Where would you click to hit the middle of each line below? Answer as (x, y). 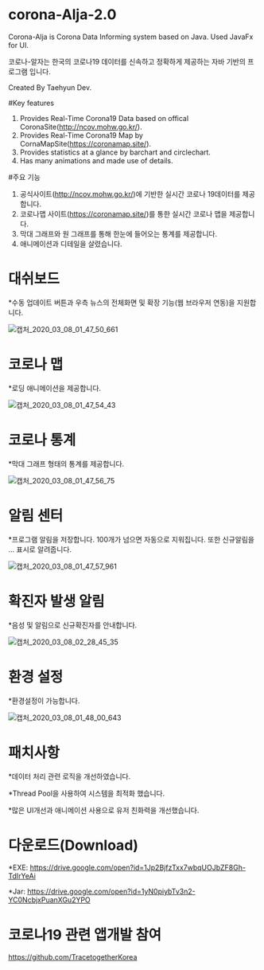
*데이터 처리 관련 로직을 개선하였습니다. (70, 776)
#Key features (31, 103)
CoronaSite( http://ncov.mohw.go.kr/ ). (81, 127)
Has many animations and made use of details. (96, 160)
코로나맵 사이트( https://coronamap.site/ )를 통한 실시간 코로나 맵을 (124, 213)
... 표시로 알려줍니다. (40, 549)
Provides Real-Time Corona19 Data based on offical (104, 118)
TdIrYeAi (22, 876)
